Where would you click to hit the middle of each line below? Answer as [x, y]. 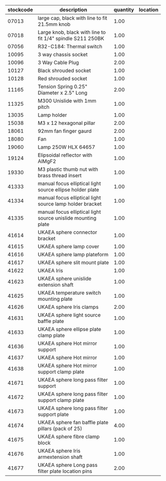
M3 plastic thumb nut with [68, 169]
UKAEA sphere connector [67, 232]
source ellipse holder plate [68, 190]
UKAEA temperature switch [69, 293]
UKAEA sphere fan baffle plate [73, 422]
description [73, 10]
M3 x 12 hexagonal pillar [66, 123]
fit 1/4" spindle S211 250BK [71, 38]
